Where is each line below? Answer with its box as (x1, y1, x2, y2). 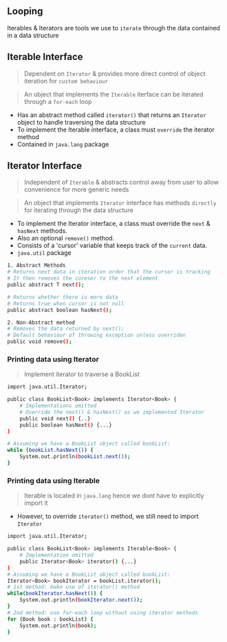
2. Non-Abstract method (7, 319, 76, 326)
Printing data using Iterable (7, 475, 100, 485)
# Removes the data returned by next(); (7, 325, 125, 333)
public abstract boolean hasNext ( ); (7, 307, 112, 313)
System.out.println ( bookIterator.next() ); (19, 597, 143, 603)
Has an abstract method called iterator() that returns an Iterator (17, 110, 206, 119)
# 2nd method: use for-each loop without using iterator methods (7, 609, 198, 616)
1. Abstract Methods (7, 262, 67, 269)
